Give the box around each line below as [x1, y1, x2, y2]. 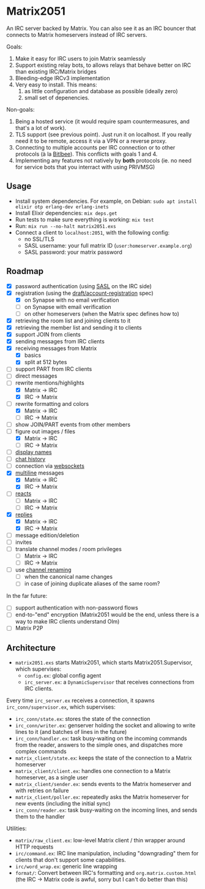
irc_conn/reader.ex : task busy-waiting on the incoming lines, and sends [15, 806, 198, 814]
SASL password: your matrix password [24, 248, 122, 256]
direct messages [15, 372, 58, 380]
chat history [15, 456, 46, 463]
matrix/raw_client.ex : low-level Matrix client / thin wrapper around [15, 837, 185, 844]
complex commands [15, 748, 67, 755]
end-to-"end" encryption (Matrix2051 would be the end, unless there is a [15, 611, 199, 619]
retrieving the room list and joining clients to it [15, 317, 130, 324]
